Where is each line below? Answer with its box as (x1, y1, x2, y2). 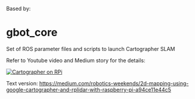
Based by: (6, 5, 31, 12)
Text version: (6, 79, 38, 87)
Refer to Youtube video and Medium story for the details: (6, 56, 146, 64)
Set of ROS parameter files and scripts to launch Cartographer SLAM (6, 45, 175, 52)
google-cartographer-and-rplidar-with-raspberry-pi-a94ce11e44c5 (6, 86, 172, 93)
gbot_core (6, 26, 58, 39)
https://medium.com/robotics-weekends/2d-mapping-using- (39, 79, 189, 87)
